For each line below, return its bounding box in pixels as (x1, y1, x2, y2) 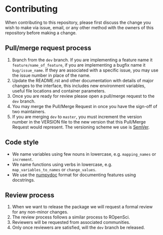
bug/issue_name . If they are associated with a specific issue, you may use (12, 67, 159, 73)
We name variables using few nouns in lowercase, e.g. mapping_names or (12, 151, 157, 157)
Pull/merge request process (5, 44, 91, 52)
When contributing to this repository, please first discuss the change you (5, 19, 151, 25)
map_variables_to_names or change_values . (12, 166, 96, 172)
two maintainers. (12, 108, 46, 114)
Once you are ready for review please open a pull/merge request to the (12, 93, 155, 99)
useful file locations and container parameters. (12, 88, 106, 93)
